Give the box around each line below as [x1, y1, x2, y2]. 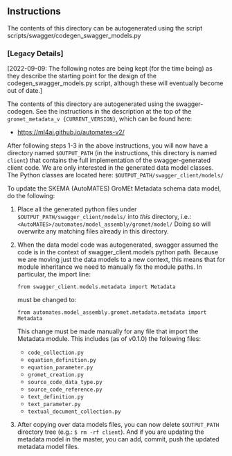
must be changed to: [17, 296, 77, 304]
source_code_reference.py [27, 386, 102, 394]
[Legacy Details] [7, 49, 64, 58]
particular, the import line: [17, 270, 91, 279]
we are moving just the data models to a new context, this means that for [17, 256, 225, 264]
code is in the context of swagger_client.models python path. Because [17, 248, 219, 256]
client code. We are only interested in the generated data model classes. [7, 164, 214, 172]
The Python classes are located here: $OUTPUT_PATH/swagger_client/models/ [7, 171, 224, 179]
